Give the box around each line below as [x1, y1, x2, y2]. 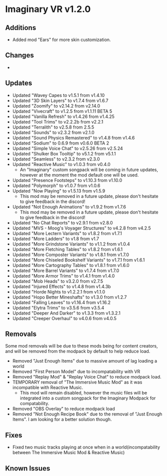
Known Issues [5, 464, 50, 472]
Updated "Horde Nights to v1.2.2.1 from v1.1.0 [12, 288, 105, 294]
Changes [5, 51, 34, 59]
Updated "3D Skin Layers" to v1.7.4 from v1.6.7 [12, 97, 108, 103]
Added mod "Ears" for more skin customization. [12, 36, 111, 42]
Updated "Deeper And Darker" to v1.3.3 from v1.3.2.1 [12, 310, 121, 316]
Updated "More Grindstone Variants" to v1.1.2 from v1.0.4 [12, 241, 130, 247]
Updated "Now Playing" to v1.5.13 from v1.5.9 [12, 187, 105, 193]
